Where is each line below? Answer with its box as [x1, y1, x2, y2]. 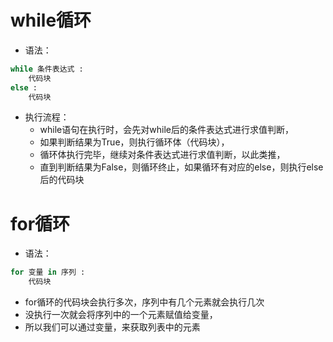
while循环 [10, 9, 92, 32]
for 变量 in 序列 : [10, 267, 86, 278]
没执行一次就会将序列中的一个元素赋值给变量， [24, 309, 218, 321]
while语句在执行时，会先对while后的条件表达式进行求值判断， [39, 124, 294, 136]
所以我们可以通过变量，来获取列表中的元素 [24, 321, 201, 333]
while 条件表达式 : [10, 64, 84, 74]
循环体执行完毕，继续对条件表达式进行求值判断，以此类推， [39, 149, 286, 161]
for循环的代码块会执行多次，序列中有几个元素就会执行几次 [24, 296, 265, 308]
